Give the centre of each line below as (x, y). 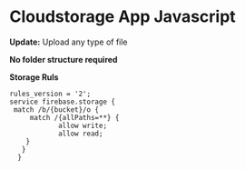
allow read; (80, 134)
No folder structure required (64, 59)
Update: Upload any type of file (69, 42)
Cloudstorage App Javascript (122, 17)
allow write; (82, 125)
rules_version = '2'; (50, 94)
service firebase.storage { (63, 102)
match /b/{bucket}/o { (56, 110)
